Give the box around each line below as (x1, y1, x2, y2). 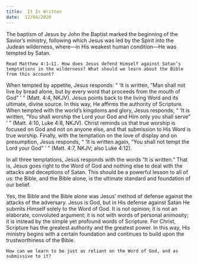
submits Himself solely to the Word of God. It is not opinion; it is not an (6, 205, 178, 212)
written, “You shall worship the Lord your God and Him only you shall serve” (6, 113, 191, 120)
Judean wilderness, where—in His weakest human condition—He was (6, 43, 177, 50)
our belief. (6, 181, 31, 188)
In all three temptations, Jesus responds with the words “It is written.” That (6, 156, 188, 163)
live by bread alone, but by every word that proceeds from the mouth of (6, 88, 181, 95)
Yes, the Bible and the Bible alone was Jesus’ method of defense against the (6, 192, 193, 199)
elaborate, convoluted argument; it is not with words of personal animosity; (6, 211, 189, 218)
